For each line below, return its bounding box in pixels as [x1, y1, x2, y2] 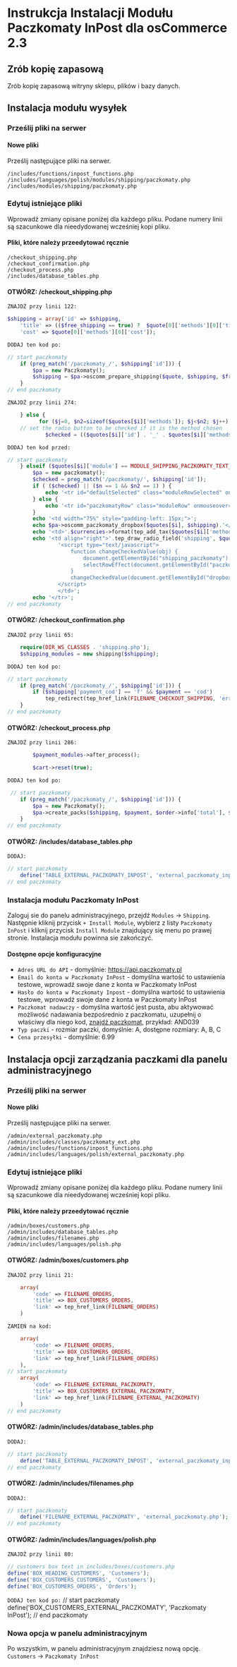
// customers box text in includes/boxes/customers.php [7, 1563, 175, 1570]
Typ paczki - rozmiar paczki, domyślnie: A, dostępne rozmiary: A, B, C [17, 1025, 221, 1034]
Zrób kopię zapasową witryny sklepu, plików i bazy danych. [7, 82, 181, 90]
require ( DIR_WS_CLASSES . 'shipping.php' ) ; [20, 643, 150, 650]
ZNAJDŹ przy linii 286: [7, 739, 78, 746]
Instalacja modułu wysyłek [7, 102, 128, 114]
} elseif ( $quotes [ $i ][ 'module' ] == [20, 463, 128, 470]
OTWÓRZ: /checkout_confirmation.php [7, 616, 125, 624]
